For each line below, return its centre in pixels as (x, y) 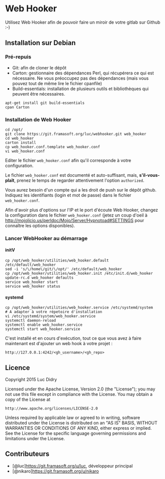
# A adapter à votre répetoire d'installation (54, 312)
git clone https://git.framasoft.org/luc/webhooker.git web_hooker (76, 134)
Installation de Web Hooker (38, 120)
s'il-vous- (149, 175)
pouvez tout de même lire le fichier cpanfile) (57, 83)
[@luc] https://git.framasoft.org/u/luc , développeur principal (72, 466)
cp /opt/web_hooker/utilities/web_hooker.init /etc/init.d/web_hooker (79, 274)
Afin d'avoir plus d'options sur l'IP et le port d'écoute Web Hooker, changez (82, 210)
